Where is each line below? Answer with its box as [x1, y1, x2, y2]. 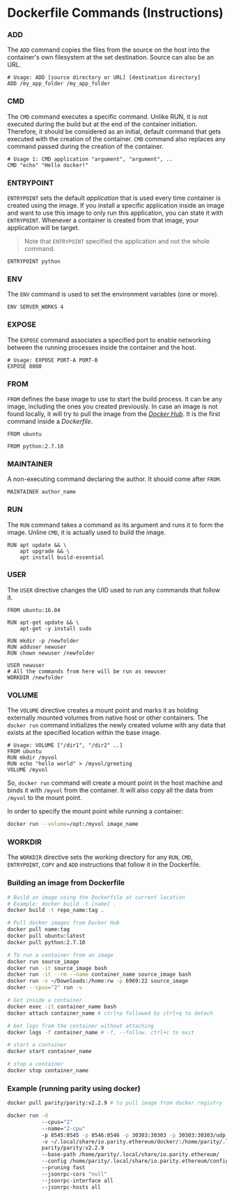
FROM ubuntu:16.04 [7, 606, 61, 613]
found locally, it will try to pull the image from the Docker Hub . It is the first [7, 409, 221, 418]
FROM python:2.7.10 [7, 443, 64, 450]
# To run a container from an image [7, 951, 114, 959]
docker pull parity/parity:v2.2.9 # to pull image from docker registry [7, 1099, 223, 1106]
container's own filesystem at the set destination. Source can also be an [7, 53, 214, 62]
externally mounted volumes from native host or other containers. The [7, 713, 208, 722]
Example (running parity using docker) [7, 1083, 141, 1093]
